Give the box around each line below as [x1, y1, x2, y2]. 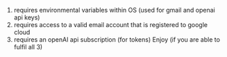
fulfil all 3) [13, 43, 43, 51]
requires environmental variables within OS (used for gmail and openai [13, 6, 215, 14]
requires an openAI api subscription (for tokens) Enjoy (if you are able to [13, 35, 221, 44]
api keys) [13, 13, 40, 22]
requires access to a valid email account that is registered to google [13, 21, 208, 28]
